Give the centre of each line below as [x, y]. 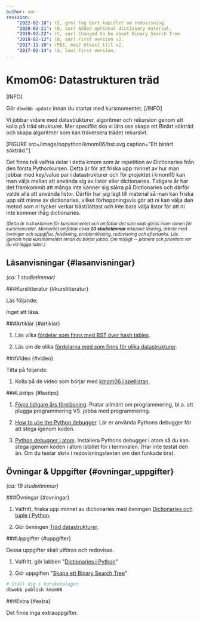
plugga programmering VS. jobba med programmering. [82, 411]
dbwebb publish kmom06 [34, 590]
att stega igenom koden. [44, 429]
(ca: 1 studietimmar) [31, 277]
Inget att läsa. [23, 312]
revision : [19, 17]
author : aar [21, 12]
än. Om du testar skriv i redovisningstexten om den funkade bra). [95, 453]
